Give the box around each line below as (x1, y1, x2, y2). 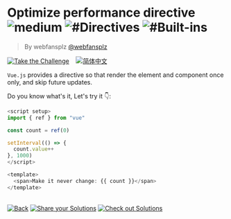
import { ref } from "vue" (7, 114, 85, 121)
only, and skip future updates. (7, 78, 92, 86)
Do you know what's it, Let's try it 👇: (7, 91, 111, 100)
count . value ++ (13, 146, 54, 153)
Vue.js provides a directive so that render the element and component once (7, 71, 224, 79)
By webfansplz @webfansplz (24, 42, 108, 51)
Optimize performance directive (7, 5, 196, 21)
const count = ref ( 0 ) (7, 127, 70, 134)
